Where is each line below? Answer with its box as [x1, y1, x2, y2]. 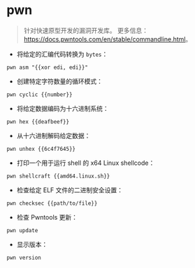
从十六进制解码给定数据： [16, 131, 91, 140]
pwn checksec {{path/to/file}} [6, 199, 98, 207]
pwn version [6, 254, 41, 261]
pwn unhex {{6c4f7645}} [6, 145, 76, 152]
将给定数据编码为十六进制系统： [16, 104, 109, 112]
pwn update [6, 227, 38, 234]
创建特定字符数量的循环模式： [16, 76, 103, 86]
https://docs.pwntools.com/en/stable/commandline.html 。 [23, 34, 192, 43]
